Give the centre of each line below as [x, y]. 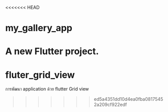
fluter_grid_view [40, 75]
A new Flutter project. [52, 51]
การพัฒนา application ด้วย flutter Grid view [47, 89]
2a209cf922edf [110, 105]
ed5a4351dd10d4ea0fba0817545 [129, 99]
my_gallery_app [39, 28]
